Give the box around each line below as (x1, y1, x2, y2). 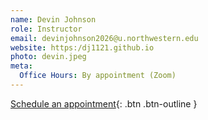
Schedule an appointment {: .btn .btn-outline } (10, 97, 198, 110)
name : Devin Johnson (10, 14, 97, 25)
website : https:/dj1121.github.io (10, 42, 155, 53)
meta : (10, 61, 33, 71)
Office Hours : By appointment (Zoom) (19, 71, 177, 81)
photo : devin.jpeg (10, 52, 87, 62)
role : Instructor (10, 24, 83, 34)
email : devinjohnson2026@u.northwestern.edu (10, 33, 199, 43)
